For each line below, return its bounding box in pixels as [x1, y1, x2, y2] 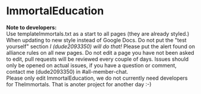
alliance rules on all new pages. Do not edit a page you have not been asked [6, 49, 194, 56]
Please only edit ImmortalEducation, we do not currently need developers [6, 74, 188, 82]
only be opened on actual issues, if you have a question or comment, [6, 61, 177, 69]
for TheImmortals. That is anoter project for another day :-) [6, 80, 152, 87]
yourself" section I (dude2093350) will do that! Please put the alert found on [6, 43, 196, 50]
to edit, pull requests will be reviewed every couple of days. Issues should [6, 55, 189, 62]
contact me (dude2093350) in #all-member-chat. [6, 68, 128, 75]
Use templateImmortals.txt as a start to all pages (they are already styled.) [6, 30, 190, 37]
